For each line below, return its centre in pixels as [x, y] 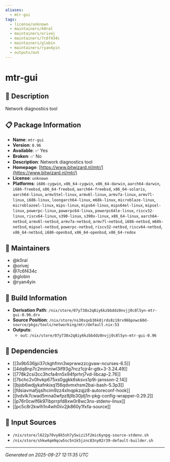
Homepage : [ [27, 168]
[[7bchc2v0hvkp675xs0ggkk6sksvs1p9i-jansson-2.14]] [70, 379]
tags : [11, 19]
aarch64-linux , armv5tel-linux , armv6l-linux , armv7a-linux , [75, 194]
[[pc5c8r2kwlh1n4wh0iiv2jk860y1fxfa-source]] [61, 406]
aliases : [14, 10]
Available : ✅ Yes [30, 151]
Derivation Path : [30, 310]
